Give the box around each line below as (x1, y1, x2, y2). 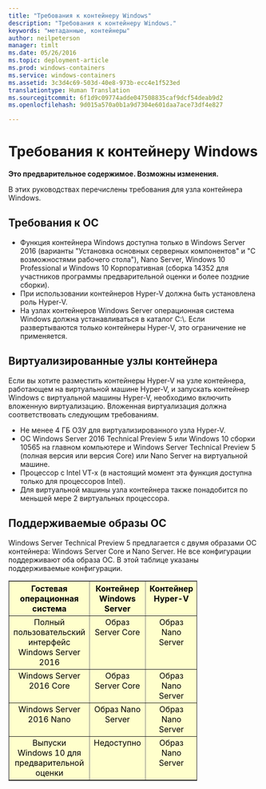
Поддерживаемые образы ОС (8, 517, 167, 530)
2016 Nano (27, 714, 71, 725)
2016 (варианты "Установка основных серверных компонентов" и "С (19, 246, 256, 256)
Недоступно (93, 737, 141, 748)
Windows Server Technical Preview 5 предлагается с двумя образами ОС (8, 537, 257, 547)
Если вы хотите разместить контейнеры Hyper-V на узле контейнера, (8, 376, 246, 385)
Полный (34, 616, 66, 627)
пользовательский (13, 626, 86, 638)
